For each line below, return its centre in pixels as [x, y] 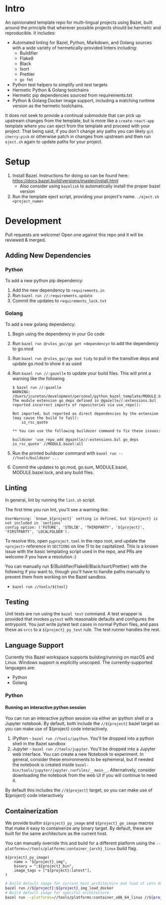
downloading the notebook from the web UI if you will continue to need [84, 775]
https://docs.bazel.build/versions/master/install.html [65, 181]
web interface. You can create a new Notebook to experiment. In [78, 754]
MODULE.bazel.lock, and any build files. [53, 472]
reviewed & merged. [25, 240]
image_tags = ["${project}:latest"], [53, 871]
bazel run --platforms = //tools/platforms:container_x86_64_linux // [77, 897]
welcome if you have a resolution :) [41, 556]
